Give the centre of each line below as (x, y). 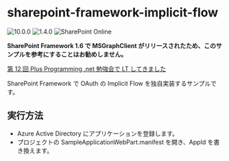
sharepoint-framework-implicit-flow (113, 13)
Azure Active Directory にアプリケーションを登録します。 (98, 133)
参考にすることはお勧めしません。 (79, 54)
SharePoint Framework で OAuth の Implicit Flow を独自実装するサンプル (109, 83)
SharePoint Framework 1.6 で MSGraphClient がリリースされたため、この (112, 45)
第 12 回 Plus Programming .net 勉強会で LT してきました (87, 69)
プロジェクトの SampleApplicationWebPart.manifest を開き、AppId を (115, 142)
